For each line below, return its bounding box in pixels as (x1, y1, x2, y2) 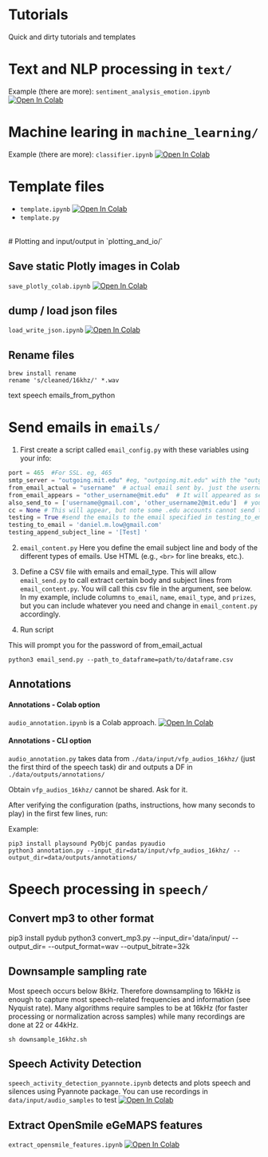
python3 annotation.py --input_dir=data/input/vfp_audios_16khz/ (8, 846, 230, 855)
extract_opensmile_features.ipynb (8, 1141, 124, 1149)
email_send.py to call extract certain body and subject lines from (19, 576, 232, 584)
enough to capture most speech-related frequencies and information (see (8, 994, 251, 1004)
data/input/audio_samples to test (8, 1095, 117, 1105)
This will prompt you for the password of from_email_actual (8, 640, 203, 649)
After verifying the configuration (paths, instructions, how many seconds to (8, 800, 255, 809)
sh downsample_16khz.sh (8, 1035, 88, 1043)
